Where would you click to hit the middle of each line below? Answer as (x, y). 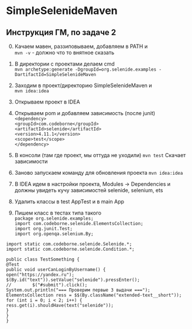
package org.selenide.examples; (54, 219)
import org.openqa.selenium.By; (54, 234)
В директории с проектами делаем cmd (65, 64)
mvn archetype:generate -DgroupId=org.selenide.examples (85, 70)
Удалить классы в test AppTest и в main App (69, 202)
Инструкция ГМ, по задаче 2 (61, 32)
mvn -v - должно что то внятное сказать (64, 53)
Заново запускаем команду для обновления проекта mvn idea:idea (99, 173)
